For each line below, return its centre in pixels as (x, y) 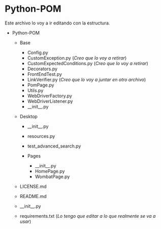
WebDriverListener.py (50, 101)
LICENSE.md (33, 186)
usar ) (25, 221)
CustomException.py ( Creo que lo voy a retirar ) (77, 58)
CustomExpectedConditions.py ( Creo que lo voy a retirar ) (88, 63)
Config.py (38, 52)
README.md (33, 196)
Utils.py (35, 90)
